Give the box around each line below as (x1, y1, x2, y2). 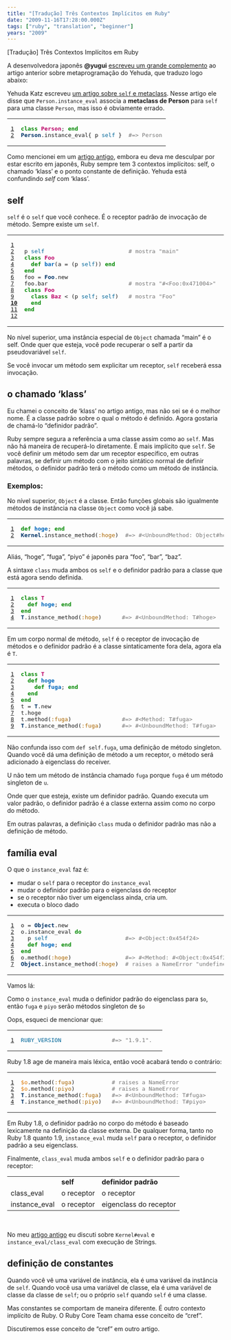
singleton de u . (7, 778, 49, 787)
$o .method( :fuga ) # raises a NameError (20, 1078, 179, 1086)
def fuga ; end (34, 683, 78, 691)
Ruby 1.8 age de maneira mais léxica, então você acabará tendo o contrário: (7, 1057, 222, 1065)
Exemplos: (7, 481, 43, 491)
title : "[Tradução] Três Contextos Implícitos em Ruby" (7, 10, 170, 17)
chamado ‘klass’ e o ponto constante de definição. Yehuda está (7, 167, 187, 176)
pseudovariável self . (7, 348, 67, 357)
